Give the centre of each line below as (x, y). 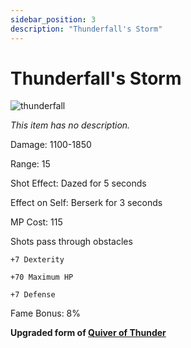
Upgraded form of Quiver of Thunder (88, 333)
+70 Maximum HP (42, 277)
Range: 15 (30, 164)
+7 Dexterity (37, 260)
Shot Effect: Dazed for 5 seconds (78, 183)
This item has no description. (70, 125)
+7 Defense (33, 295)
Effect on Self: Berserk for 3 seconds (86, 203)
